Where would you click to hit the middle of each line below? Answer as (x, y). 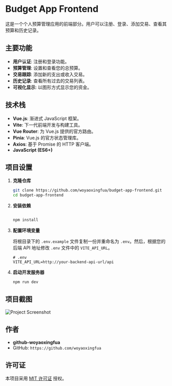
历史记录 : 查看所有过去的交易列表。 (50, 81)
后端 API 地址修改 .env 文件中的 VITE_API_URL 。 (62, 248)
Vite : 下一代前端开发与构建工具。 (48, 125)
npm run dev (25, 282)
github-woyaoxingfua (36, 342)
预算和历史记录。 (23, 30)
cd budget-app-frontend (38, 195)
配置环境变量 (26, 230)
